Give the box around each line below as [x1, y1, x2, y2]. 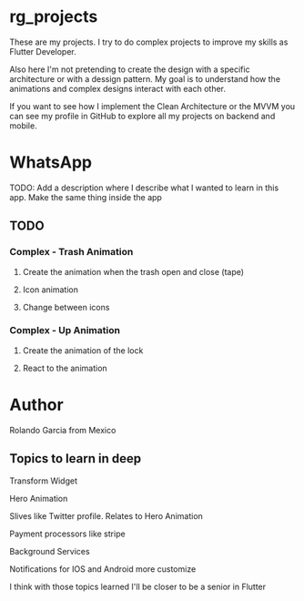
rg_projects [9, 6, 98, 27]
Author [9, 394, 64, 415]
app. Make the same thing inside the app [9, 191, 162, 202]
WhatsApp [9, 152, 93, 173]
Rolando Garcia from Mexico [9, 424, 117, 435]
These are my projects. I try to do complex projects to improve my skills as [9, 36, 289, 47]
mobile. [9, 120, 38, 131]
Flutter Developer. [9, 46, 77, 56]
